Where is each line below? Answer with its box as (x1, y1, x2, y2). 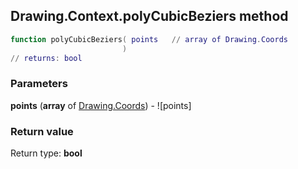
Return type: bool (10, 147, 83, 159)
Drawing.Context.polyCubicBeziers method (10, 8, 289, 25)
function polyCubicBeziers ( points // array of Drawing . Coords (10, 34, 288, 44)
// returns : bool (10, 53, 83, 63)
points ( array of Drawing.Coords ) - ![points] (10, 99, 192, 111)
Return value (10, 124, 74, 138)
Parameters (10, 77, 68, 91)
